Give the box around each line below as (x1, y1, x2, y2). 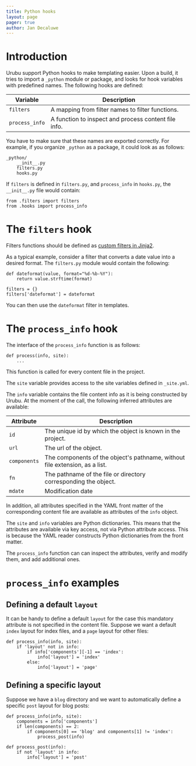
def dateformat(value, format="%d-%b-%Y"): (6, 271, 114, 277)
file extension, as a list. (44, 461, 107, 469)
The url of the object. (44, 444, 102, 452)
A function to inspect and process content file (50, 115, 176, 123)
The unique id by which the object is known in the (44, 427, 181, 435)
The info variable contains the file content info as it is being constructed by (6, 391, 188, 398)
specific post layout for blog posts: (6, 702, 89, 709)
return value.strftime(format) (16, 276, 93, 282)
